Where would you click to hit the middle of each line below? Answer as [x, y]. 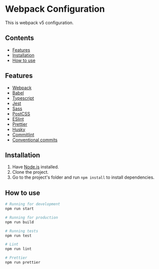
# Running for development [33, 204]
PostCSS [21, 113]
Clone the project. [30, 172]
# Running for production [31, 217]
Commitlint [23, 134]
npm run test [18, 236]
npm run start [20, 209]
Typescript [23, 98]
